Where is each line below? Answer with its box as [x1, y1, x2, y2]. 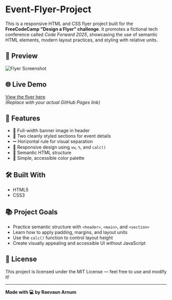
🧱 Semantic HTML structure [12, 149, 72, 156]
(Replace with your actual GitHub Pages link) [5, 99, 101, 105]
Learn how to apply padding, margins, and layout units [12, 229, 128, 235]
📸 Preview [5, 52, 38, 60]
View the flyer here [5, 94, 46, 100]
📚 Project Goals [5, 207, 58, 216]
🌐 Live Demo [5, 80, 47, 89]
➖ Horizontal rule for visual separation [12, 138, 93, 144]
